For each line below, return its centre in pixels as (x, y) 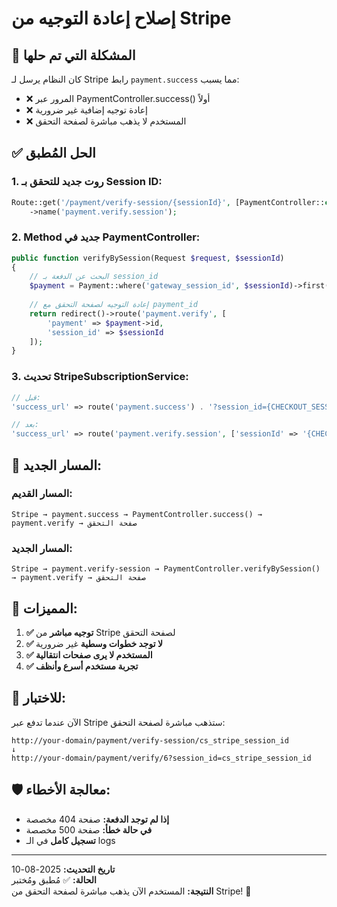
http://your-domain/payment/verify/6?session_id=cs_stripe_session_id (161, 758)
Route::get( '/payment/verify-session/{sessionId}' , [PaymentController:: (168, 202)
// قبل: (26, 397)
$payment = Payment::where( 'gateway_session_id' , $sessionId (159, 286)
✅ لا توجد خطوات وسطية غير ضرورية (94, 643)
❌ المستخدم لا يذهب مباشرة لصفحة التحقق (106, 121)
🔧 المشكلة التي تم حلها (73, 55)
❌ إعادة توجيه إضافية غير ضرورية (87, 110)
